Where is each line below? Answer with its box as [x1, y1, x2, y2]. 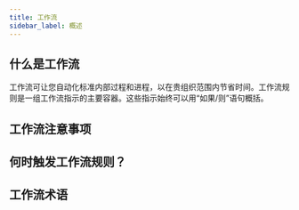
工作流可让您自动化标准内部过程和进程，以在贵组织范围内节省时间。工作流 [9, 82, 282, 93]
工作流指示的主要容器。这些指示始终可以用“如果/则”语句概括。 [39, 93, 269, 103]
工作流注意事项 [9, 121, 92, 136]
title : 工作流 [9, 12, 58, 22]
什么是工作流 [9, 56, 80, 71]
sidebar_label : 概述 [9, 21, 83, 30]
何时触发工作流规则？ [9, 155, 126, 170]
